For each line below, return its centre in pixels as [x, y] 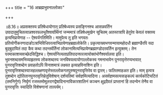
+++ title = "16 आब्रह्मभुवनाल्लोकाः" [35, 8]
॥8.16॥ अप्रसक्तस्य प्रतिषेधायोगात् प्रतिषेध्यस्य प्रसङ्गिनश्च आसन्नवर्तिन [59, 27]
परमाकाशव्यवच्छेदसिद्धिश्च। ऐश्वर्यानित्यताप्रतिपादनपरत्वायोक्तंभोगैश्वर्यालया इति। [65, 54]
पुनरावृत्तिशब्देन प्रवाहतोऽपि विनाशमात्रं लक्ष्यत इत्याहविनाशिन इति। [54, 65]
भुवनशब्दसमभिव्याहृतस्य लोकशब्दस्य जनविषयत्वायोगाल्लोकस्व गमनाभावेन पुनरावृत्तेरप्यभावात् [73, 59]
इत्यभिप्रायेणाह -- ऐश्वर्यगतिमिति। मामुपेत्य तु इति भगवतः [47, 38]
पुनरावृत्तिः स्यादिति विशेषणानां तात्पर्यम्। [35, 87]
